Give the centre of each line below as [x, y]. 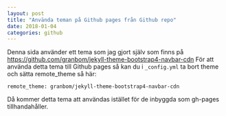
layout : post [26, 13]
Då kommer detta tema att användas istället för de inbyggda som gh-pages [113, 100]
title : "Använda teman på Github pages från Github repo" [92, 20]
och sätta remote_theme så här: [52, 74]
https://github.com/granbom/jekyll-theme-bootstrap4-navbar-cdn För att [111, 60]
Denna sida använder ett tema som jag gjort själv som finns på [95, 52]
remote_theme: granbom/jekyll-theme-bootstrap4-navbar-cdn [93, 86]
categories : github [35, 33]
